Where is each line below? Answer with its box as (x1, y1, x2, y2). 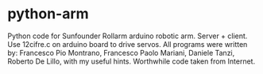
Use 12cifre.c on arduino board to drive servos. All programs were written (7, 39, 248, 49)
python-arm (7, 5, 89, 23)
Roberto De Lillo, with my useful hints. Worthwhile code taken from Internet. (7, 56, 256, 66)
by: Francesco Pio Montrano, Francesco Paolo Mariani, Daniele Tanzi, (7, 48, 235, 57)
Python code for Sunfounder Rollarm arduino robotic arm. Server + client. (7, 31, 248, 41)
